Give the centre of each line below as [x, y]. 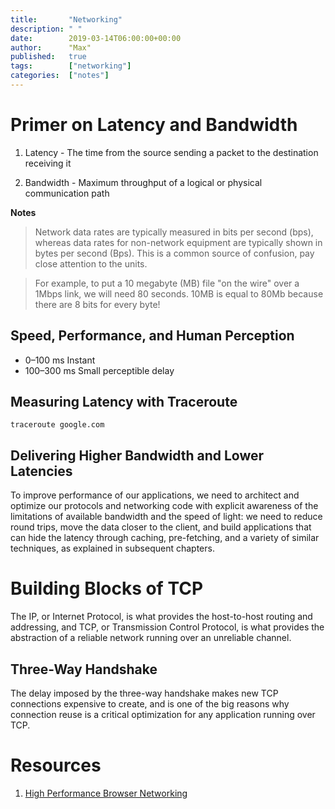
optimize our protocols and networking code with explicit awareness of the [164, 506]
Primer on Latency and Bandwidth [154, 125]
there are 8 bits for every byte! [97, 304]
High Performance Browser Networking [106, 793]
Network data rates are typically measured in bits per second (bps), [174, 232]
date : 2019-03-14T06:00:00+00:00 [96, 38]
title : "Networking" [66, 19]
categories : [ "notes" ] [60, 76]
